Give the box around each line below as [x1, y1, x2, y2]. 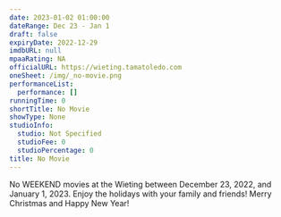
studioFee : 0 [17, 138, 66, 146]
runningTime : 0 [9, 96, 66, 105]
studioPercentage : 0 [17, 146, 94, 154]
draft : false [9, 29, 58, 38]
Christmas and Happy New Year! [9, 197, 130, 208]
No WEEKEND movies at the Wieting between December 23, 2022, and [9, 179, 272, 189]
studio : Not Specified [17, 129, 102, 138]
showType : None [9, 113, 66, 121]
